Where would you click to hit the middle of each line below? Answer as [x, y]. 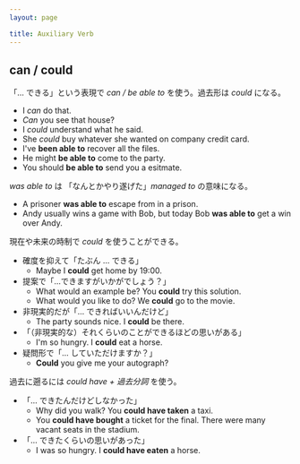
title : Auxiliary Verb [51, 34]
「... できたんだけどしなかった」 [81, 400]
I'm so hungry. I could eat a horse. [99, 342]
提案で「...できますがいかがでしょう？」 [96, 281]
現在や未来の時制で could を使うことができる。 [96, 242]
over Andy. [42, 223]
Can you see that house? [68, 120]
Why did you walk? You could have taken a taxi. [124, 411]
